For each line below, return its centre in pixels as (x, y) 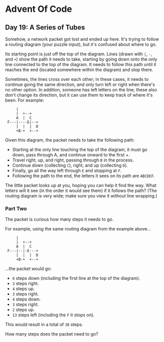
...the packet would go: (28, 269)
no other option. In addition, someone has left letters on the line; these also (81, 90)
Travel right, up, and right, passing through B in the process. (73, 160)
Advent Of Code (39, 9)
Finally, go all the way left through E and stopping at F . (67, 171)
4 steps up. (23, 289)
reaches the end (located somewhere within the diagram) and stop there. (79, 70)
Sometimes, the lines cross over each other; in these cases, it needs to (77, 79)
